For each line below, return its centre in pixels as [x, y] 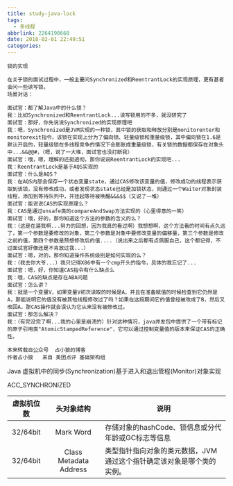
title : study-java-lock [42, 14]
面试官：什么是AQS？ [33, 174]
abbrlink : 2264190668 [38, 33]
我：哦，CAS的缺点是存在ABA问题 [48, 278]
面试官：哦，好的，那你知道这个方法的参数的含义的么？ [75, 219]
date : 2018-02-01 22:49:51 [46, 40]
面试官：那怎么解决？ [33, 315]
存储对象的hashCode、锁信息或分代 [163, 427]
